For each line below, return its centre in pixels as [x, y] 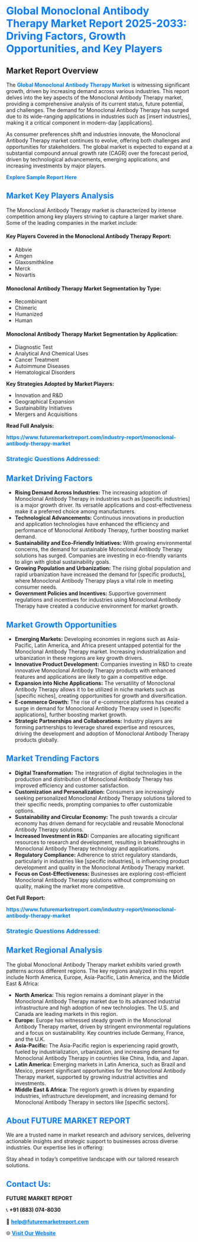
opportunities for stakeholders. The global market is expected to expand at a [99, 147]
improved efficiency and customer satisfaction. [72, 785]
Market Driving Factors [49, 478]
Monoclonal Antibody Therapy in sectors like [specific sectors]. [92, 1102]
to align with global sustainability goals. [63, 562]
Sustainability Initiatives [43, 408]
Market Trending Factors [53, 759]
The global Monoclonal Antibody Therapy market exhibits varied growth [94, 964]
